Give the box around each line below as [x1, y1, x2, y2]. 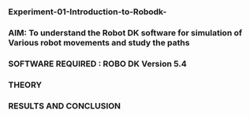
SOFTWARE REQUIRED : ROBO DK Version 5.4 [8, 58, 187, 69]
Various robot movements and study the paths [8, 37, 190, 48]
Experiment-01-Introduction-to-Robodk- [8, 6, 167, 17]
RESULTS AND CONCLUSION [8, 101, 121, 112]
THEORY [8, 79, 42, 90]
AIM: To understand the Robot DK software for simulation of [8, 27, 243, 38]
